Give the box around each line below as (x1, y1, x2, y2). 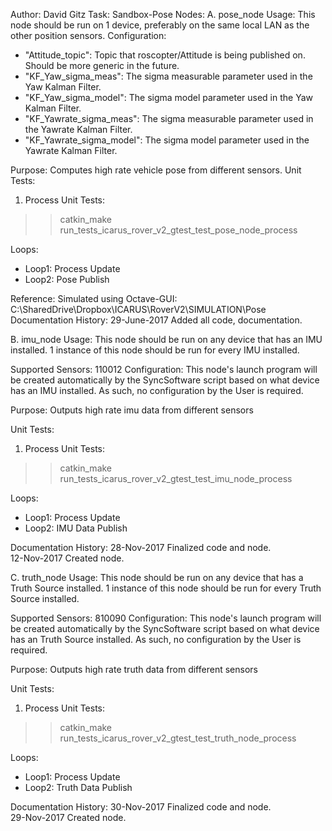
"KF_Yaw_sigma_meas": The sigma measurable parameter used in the (24, 70, 313, 82)
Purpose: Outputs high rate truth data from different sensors (10, 664, 258, 675)
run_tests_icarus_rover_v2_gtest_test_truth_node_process (59, 732, 297, 744)
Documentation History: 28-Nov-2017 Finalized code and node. (10, 542, 272, 553)
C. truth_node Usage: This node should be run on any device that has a (10, 572, 304, 583)
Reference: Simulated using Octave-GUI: (10, 293, 178, 304)
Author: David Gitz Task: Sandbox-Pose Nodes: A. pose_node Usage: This (10, 9, 316, 20)
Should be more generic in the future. (24, 60, 180, 71)
